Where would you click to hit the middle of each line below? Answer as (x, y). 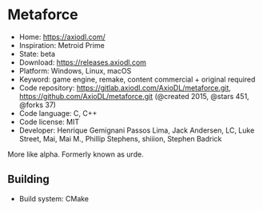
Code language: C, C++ (58, 113)
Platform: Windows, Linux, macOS (75, 70)
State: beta (37, 54)
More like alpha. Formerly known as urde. (76, 154)
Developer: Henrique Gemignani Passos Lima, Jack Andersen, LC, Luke (137, 130)
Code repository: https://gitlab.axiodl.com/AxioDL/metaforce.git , (125, 88)
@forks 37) (38, 105)
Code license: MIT (49, 121)
